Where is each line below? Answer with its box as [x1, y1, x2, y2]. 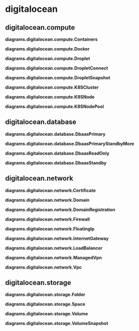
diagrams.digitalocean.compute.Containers [5, 36, 98, 42]
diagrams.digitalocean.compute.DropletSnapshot [5, 75, 111, 80]
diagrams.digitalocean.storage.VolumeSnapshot [5, 321, 108, 327]
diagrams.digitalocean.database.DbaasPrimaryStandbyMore [5, 140, 135, 147]
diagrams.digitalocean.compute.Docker [5, 46, 90, 52]
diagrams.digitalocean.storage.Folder [5, 291, 85, 298]
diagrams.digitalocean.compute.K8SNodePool [5, 104, 104, 110]
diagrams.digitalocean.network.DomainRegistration [5, 207, 116, 213]
